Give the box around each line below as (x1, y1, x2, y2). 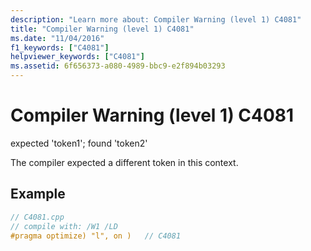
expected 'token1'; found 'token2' (10, 137, 148, 149)
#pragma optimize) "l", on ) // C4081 (10, 231, 182, 241)
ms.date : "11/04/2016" (10, 33, 105, 43)
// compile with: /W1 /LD (10, 221, 118, 231)
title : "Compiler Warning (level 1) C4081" (10, 24, 195, 34)
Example (10, 186, 66, 203)
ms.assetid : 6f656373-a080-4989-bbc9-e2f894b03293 (10, 61, 226, 71)
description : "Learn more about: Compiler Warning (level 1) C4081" (10, 14, 302, 25)
